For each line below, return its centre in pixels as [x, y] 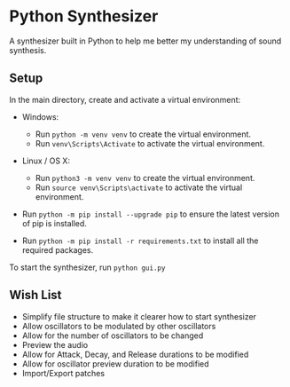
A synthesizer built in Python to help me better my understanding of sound [145, 41]
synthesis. [28, 50]
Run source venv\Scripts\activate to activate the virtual [139, 187]
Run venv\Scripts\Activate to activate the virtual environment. [150, 143]
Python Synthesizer [84, 16]
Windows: [40, 116]
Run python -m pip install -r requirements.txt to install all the [140, 241]
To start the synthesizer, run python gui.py [87, 267]
